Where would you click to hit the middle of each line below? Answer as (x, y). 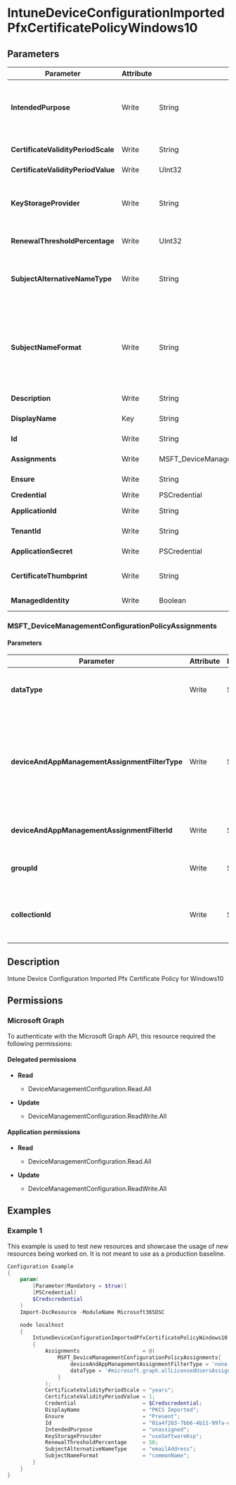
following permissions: (40, 1043)
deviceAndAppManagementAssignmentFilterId (92, 830)
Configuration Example (40, 1266)
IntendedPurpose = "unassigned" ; (117, 1429)
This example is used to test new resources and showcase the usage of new (118, 1246)
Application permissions (44, 1132)
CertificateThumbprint (49, 576)
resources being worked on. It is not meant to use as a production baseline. (117, 1254)
